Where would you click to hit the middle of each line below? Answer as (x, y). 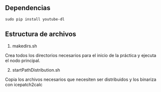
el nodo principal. (23, 60)
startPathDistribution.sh (36, 70)
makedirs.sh (25, 46)
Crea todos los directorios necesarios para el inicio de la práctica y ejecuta (81, 55)
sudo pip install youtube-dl (35, 19)
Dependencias (28, 8)
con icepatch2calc (24, 84)
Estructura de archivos (41, 34)
